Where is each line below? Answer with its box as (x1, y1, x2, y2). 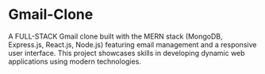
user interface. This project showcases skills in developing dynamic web (8, 48, 245, 57)
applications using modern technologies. (8, 57, 141, 66)
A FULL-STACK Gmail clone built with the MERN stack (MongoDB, (8, 31, 224, 41)
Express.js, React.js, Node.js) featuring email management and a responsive (8, 39, 257, 49)
